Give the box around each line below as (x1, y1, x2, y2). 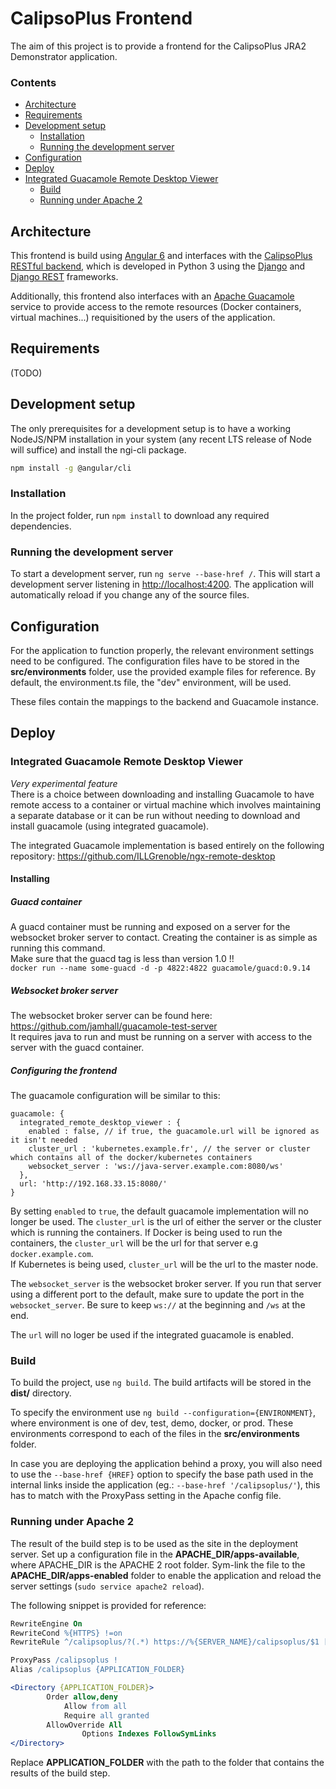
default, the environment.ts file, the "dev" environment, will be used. (10, 676, 292, 688)
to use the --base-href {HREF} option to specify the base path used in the (10, 1468, 314, 1481)
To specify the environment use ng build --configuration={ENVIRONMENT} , (10, 1407, 317, 1419)
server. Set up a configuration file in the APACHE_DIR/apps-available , (10, 1548, 300, 1560)
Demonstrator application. (10, 50, 118, 62)
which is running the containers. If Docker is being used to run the (10, 1227, 283, 1239)
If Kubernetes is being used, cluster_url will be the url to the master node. (10, 1258, 319, 1271)
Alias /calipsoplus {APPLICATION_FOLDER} (10, 1665, 186, 1675)
